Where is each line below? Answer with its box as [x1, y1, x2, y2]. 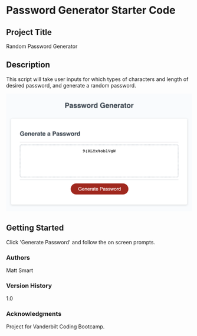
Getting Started [6, 223, 64, 233]
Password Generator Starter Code [6, 4, 176, 17]
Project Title [6, 27, 52, 37]
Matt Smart [6, 267, 34, 274]
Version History [6, 282, 52, 290]
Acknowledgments [6, 310, 62, 318]
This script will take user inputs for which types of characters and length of [6, 75, 189, 83]
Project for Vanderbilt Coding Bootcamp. [6, 323, 105, 330]
